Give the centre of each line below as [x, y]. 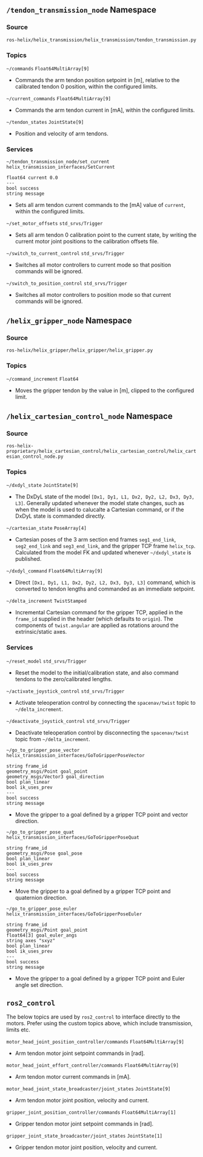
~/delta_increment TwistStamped [46, 601]
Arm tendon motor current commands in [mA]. [73, 1077]
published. [28, 559]
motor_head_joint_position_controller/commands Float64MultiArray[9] [95, 1042]
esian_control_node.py [35, 456]
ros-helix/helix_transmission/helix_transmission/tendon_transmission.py [101, 40]
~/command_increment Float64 [42, 379]
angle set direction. [39, 985]
